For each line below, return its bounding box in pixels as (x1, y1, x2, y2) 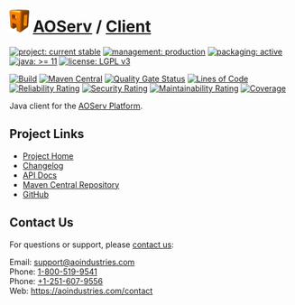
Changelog (22, 160, 64, 171)
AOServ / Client (32, 16, 152, 37)
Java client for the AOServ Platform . (9, 100, 143, 111)
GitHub (22, 189, 50, 199)
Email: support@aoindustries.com (9, 256, 135, 267)
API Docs (22, 170, 57, 180)
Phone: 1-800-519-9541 (9, 266, 97, 277)
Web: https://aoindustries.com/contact (9, 285, 153, 296)
